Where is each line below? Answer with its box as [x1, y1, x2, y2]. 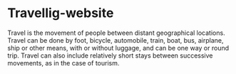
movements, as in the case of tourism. [7, 58, 120, 67]
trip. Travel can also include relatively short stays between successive [7, 51, 213, 60]
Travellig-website [7, 5, 114, 21]
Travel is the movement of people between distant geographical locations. [7, 28, 226, 37]
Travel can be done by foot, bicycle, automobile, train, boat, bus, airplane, [7, 36, 224, 44]
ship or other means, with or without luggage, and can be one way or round [7, 43, 230, 52]
